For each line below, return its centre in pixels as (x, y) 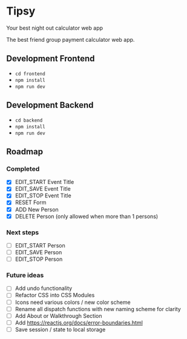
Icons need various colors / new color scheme (73, 302)
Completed (23, 169)
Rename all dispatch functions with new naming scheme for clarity (98, 309)
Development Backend (50, 105)
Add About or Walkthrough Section (58, 315)
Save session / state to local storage (60, 329)
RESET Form (31, 202)
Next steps (23, 232)
